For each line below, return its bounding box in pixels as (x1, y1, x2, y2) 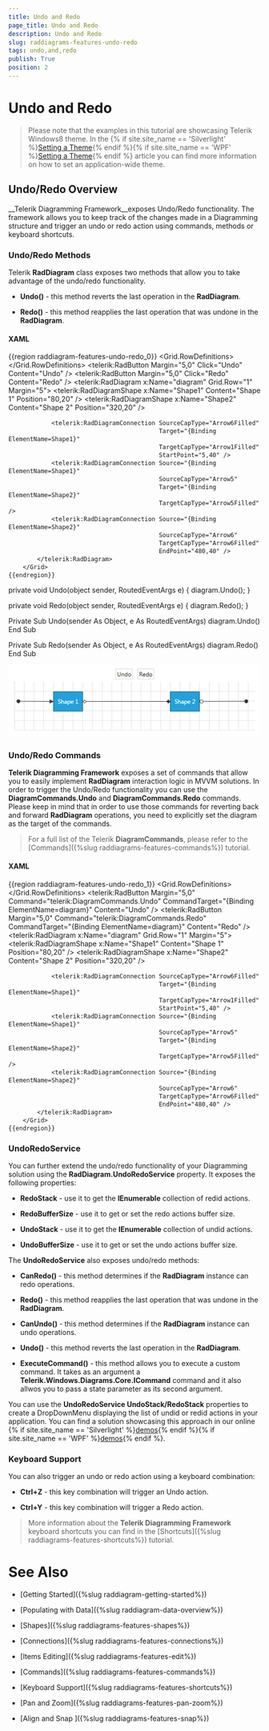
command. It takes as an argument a (19, 1367, 141, 1376)
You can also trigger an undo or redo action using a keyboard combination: (8, 1472, 255, 1481)
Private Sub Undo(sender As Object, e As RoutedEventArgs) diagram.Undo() (8, 616, 260, 626)
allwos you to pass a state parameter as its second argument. (19, 1384, 223, 1393)
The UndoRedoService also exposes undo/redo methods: (8, 1255, 200, 1264)
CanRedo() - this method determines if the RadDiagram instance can (19, 1271, 249, 1280)
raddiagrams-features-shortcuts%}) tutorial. (27, 1535, 175, 1545)
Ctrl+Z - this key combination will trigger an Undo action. (19, 1487, 209, 1497)
